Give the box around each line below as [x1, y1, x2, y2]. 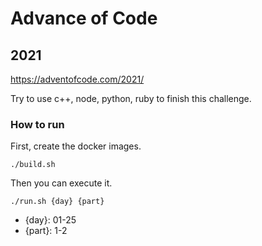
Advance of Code [10, 7, 158, 30]
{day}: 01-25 [24, 214, 77, 226]
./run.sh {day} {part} [10, 197, 105, 207]
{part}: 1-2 [24, 225, 68, 237]
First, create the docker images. [10, 140, 142, 152]
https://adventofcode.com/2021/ [10, 73, 145, 85]
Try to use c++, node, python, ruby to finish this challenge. [10, 93, 252, 104]
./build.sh [10, 160, 56, 170]
